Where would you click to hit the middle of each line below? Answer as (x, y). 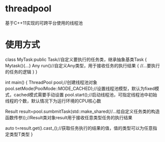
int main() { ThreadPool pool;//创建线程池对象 (51, 82)
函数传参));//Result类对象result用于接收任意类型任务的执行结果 (69, 117)
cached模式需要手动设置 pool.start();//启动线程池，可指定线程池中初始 (85, 95)
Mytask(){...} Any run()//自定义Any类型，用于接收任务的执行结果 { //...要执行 (82, 65)
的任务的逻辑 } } (21, 72)
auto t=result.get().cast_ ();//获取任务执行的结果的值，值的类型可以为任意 (79, 128)
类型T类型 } (21, 134)
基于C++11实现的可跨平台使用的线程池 (44, 23)
